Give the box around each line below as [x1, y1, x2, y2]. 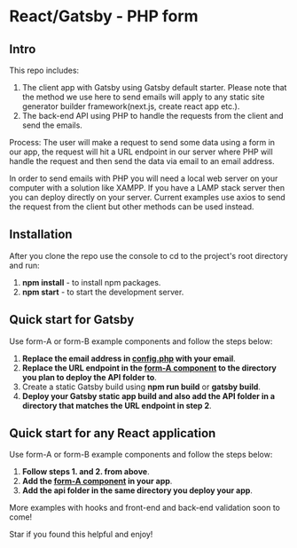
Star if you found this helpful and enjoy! [9, 529, 153, 540]
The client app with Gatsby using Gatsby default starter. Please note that [21, 82, 287, 92]
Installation [9, 227, 73, 242]
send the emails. [21, 120, 82, 130]
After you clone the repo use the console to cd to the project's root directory [9, 250, 288, 261]
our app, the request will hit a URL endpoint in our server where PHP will [9, 146, 273, 157]
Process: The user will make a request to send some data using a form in [9, 137, 276, 147]
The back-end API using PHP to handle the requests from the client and [21, 111, 284, 121]
